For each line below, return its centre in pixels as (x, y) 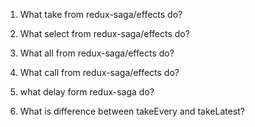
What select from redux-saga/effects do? (104, 33)
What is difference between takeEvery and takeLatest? (132, 111)
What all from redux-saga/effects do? (97, 53)
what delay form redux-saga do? (87, 92)
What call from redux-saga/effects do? (99, 72)
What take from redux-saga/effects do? (101, 14)
